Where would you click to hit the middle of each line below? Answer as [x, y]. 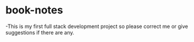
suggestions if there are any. [40, 32]
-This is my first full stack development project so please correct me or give [97, 26]
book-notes [34, 10]
